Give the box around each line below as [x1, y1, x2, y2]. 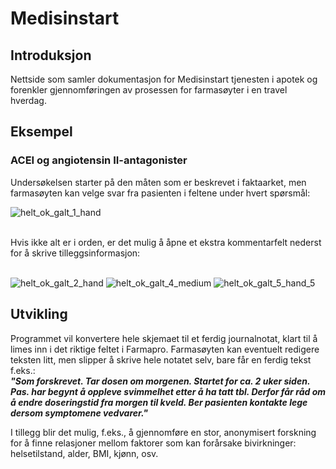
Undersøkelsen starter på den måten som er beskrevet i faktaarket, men [10, 176, 307, 188]
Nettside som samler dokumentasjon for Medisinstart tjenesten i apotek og [10, 73, 318, 85]
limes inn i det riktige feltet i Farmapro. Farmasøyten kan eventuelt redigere [10, 343, 320, 355]
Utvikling [10, 306, 68, 323]
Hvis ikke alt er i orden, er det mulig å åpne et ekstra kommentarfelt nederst [10, 236, 322, 248]
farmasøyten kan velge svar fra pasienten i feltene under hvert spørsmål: [10, 187, 311, 199]
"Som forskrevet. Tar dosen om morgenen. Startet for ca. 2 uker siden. [10, 375, 311, 387]
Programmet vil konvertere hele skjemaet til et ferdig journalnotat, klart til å [10, 332, 318, 344]
